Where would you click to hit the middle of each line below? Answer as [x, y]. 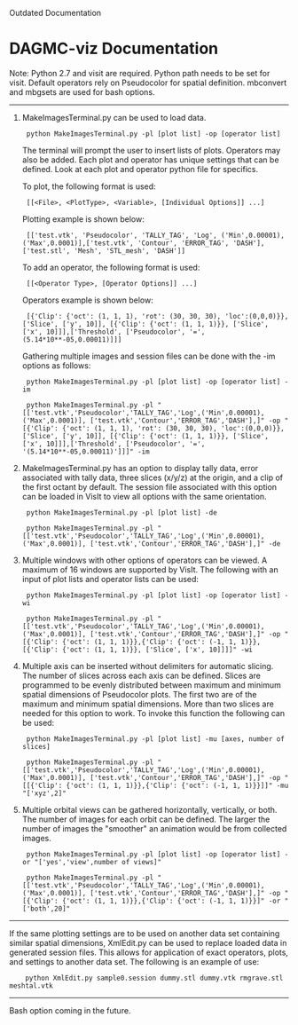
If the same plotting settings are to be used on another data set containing [145, 933]
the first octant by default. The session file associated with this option [149, 486]
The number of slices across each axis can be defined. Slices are [141, 675]
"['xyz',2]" [44, 793]
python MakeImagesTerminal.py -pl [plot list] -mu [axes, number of [156, 739]
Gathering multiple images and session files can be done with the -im [149, 356]
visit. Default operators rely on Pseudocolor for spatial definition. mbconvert [148, 83]
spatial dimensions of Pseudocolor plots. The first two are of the [139, 694]
